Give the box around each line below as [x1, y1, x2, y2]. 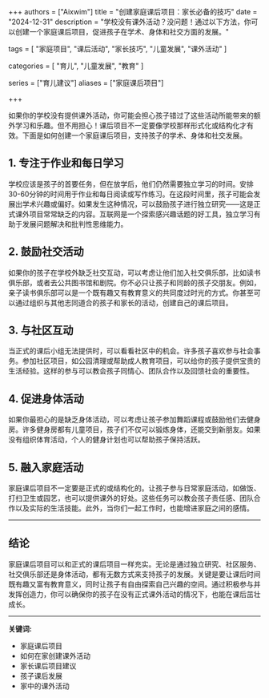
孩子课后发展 [19, 671, 62, 680]
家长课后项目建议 [19, 660, 77, 671]
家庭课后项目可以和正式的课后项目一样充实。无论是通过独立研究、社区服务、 [8, 559, 261, 569]
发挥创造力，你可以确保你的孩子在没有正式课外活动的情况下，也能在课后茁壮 [8, 589, 261, 599]
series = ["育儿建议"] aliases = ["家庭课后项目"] [8, 79, 164, 87]
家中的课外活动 [19, 680, 70, 691]
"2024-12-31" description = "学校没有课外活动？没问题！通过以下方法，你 [8, 17, 251, 26]
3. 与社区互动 [8, 324, 74, 337]
